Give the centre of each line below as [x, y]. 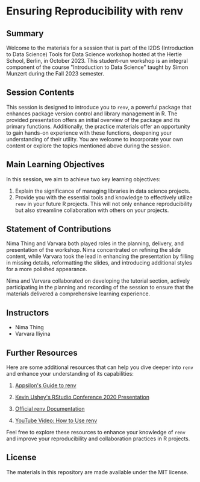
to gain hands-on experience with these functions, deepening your [89, 133]
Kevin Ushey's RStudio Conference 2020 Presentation [82, 397]
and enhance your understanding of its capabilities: [70, 374]
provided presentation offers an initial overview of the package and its [93, 120]
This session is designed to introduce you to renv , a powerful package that [99, 107]
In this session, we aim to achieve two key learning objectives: [83, 179]
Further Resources [42, 352]
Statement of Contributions [59, 229]
